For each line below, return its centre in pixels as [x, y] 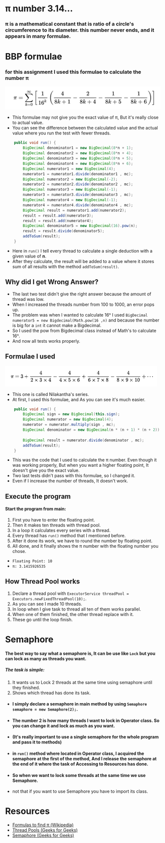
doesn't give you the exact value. [46, 470]
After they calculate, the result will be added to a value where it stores [83, 261]
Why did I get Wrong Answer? [52, 282]
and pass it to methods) [37, 742]
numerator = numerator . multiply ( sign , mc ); [69, 425]
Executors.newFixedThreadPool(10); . [49, 598]
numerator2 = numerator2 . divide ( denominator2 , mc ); [78, 184]
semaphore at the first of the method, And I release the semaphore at [84, 758]
